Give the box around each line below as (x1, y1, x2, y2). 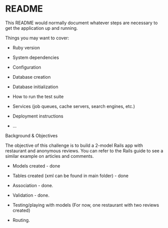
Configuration (12, 64, 41, 70)
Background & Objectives (5, 132, 58, 139)
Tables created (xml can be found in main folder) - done (12, 173, 129, 179)
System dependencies (12, 54, 59, 61)
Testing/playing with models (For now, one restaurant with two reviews (12, 202, 159, 208)
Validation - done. (12, 192, 50, 198)
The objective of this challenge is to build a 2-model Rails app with (5, 142, 143, 148)
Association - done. (12, 182, 54, 188)
